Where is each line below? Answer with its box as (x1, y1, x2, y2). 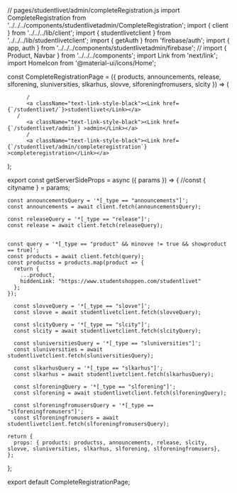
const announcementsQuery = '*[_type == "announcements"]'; (7, 197, 189, 204)
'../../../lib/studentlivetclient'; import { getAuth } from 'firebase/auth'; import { (7, 36, 231, 45)
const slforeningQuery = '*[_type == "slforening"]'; (13, 383, 176, 390)
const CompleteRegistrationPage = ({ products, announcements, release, (7, 72, 221, 81)
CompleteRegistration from (7, 13, 87, 22)
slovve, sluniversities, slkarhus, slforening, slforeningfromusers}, (7, 445, 221, 453)
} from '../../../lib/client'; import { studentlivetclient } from (7, 28, 172, 37)
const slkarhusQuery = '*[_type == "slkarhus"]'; (13, 365, 163, 372)
